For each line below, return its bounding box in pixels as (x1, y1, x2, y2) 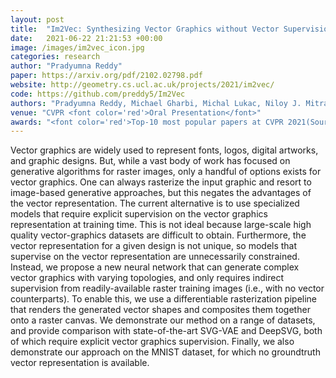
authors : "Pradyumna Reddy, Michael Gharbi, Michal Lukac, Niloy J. (10, 98, 302, 108)
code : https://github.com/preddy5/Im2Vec (10, 89, 186, 99)
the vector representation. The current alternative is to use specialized (10, 197, 300, 210)
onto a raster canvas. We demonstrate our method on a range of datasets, (10, 314, 316, 326)
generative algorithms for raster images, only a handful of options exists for (10, 166, 322, 178)
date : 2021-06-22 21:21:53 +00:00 (10, 33, 163, 43)
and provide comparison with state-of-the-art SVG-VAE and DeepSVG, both (10, 325, 323, 337)
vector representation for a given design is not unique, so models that (10, 240, 298, 252)
